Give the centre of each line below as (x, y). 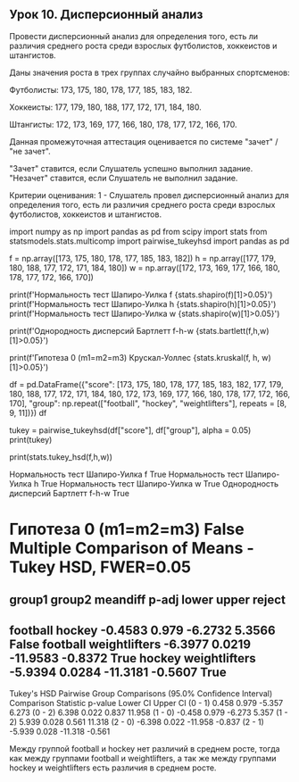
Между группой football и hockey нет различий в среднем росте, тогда (145, 749)
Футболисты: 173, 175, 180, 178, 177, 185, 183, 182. (101, 89)
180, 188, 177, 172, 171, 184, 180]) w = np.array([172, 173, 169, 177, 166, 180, (145, 268)
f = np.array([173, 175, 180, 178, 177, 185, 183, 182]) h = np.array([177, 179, (143, 258)
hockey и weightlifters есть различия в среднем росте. (113, 768)
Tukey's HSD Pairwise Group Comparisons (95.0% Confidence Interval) (141, 694)
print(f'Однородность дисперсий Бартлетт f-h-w (102, 330)
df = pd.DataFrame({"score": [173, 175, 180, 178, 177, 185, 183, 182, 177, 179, (146, 384)
